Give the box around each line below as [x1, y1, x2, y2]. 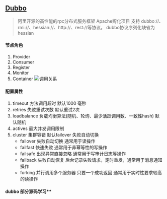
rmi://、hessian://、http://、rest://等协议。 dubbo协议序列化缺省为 [17, 24, 155, 30]
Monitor [12, 70, 29, 76]
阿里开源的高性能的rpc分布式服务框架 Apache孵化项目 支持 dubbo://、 [17, 18, 163, 24]
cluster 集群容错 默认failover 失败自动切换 [12, 132, 99, 138]
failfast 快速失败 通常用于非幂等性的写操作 [20, 145, 107, 151]
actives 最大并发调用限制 [12, 125, 64, 131]
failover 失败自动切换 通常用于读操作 [20, 138, 96, 144]
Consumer [12, 59, 35, 65]
